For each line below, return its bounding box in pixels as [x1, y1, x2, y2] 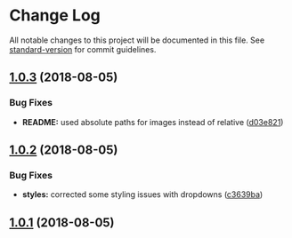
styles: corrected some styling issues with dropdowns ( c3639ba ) [21, 189, 264, 200]
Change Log [9, 5, 101, 26]
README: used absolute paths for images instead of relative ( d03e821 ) [21, 116, 284, 127]
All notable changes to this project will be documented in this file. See [9, 35, 265, 45]
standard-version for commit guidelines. [9, 44, 157, 54]
